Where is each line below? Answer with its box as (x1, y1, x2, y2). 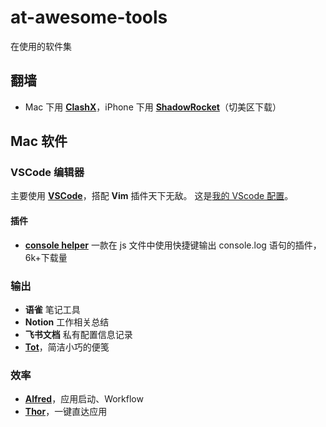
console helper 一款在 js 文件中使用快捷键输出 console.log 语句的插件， (24, 239, 322, 251)
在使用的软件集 (10, 40, 72, 52)
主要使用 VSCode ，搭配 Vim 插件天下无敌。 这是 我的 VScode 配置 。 (10, 190, 294, 202)
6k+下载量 (24, 251, 68, 263)
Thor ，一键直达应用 (24, 406, 108, 418)
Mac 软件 (10, 133, 68, 150)
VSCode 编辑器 (10, 166, 85, 180)
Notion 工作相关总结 (24, 316, 110, 328)
